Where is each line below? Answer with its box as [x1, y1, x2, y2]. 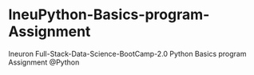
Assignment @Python [8, 57, 80, 67]
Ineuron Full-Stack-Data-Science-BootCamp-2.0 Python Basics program [8, 49, 247, 58]
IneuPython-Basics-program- [8, 6, 210, 24]
